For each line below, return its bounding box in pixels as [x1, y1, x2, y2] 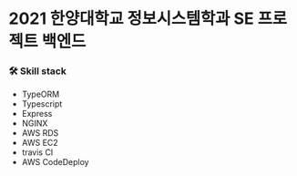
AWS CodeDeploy [21, 157, 89, 168]
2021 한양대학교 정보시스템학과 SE [8, 8, 254, 29]
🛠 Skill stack [8, 65, 67, 78]
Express [21, 109, 53, 119]
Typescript [21, 98, 63, 109]
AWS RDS [21, 128, 59, 139]
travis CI [21, 147, 54, 158]
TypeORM [21, 88, 60, 100]
